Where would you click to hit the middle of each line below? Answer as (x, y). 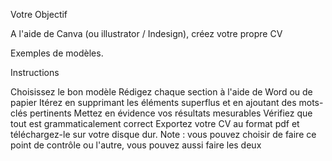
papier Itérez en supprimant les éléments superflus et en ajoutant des (153, 102)
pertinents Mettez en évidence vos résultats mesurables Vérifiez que (171, 113)
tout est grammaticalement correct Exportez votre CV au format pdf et (155, 123)
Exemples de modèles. (57, 53)
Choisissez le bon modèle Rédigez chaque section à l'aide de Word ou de (161, 92)
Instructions (35, 72)
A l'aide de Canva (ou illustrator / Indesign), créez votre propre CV (146, 33)
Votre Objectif (39, 14)
